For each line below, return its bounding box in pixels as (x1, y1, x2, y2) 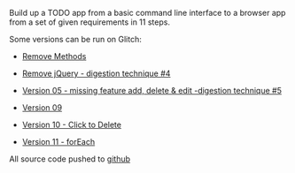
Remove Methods (21, 51, 87, 61)
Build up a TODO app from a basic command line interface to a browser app (9, 8, 286, 18)
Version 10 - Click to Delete (21, 119, 122, 130)
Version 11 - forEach (21, 137, 96, 147)
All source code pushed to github (9, 154, 131, 164)
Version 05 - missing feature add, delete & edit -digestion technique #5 (21, 86, 282, 95)
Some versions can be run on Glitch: (9, 34, 142, 44)
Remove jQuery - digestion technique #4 (21, 68, 171, 79)
